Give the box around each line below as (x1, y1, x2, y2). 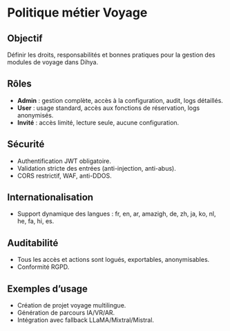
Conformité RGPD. (17, 263, 70, 271)
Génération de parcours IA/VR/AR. (17, 309, 115, 317)
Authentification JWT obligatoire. (17, 157, 112, 165)
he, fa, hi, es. (17, 217, 55, 225)
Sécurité (7, 138, 45, 150)
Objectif (7, 32, 43, 44)
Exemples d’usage (7, 283, 88, 294)
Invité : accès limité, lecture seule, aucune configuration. (17, 118, 180, 126)
